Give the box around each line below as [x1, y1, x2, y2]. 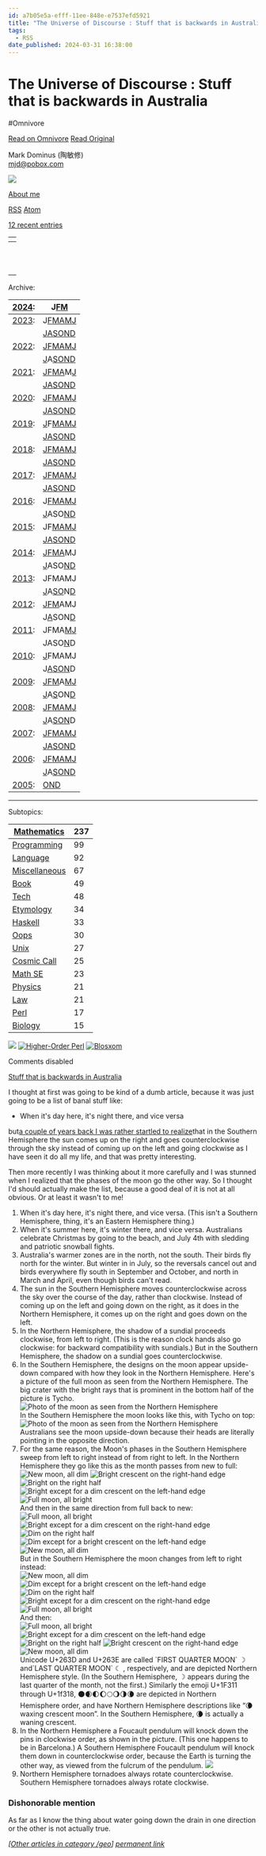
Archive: [8, 283, 36, 292]
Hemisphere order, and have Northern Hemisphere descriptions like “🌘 [19, 1700, 253, 1711]
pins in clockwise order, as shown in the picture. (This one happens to [19, 1735, 249, 1744]
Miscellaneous [12, 865, 66, 876]
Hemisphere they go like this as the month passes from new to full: [19, 1461, 238, 1471]
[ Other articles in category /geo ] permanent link [8, 1839, 165, 1849]
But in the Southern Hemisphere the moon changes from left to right [19, 1554, 242, 1564]
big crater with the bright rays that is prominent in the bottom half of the [19, 1385, 254, 1395]
